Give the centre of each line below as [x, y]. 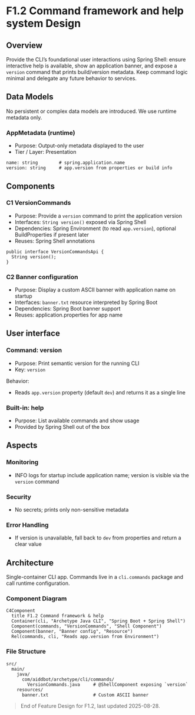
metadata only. [24, 117]
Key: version [30, 369]
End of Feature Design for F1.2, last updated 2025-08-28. [90, 706]
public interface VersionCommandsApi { [55, 252]
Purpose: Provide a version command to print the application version [98, 216]
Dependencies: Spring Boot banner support [67, 309]
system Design [44, 23]
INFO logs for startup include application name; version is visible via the [102, 475]
